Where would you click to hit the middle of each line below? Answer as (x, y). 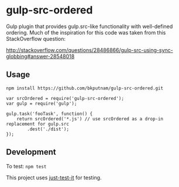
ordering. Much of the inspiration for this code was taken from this (86, 32)
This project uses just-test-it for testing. (54, 177)
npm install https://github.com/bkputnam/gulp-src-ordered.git (85, 88)
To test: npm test (26, 166)
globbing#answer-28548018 (40, 56)
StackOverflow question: (36, 39)
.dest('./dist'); (48, 129)
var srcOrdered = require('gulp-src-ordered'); (65, 98)
